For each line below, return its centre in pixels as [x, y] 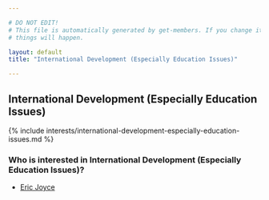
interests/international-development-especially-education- [143, 130]
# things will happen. [46, 38]
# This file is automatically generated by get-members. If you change [130, 30]
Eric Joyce [37, 187]
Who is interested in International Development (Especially [125, 159]
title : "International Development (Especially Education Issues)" [123, 60]
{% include [26, 130]
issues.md [25, 139]
